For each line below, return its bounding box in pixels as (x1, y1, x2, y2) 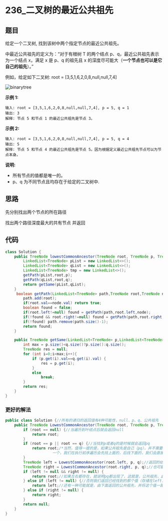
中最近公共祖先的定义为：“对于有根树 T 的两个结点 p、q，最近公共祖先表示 (5, 51, 159, 57)
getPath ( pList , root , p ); (23, 273, 72, 278)
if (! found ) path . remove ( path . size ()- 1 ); (23, 319, 108, 324)
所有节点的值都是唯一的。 (12, 172, 65, 178)
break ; (40, 375, 55, 380)
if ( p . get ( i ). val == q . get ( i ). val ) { (31, 356, 106, 361)
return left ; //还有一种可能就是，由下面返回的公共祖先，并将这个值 (31, 483, 156, 488)
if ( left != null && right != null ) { (23, 469, 104, 474)
